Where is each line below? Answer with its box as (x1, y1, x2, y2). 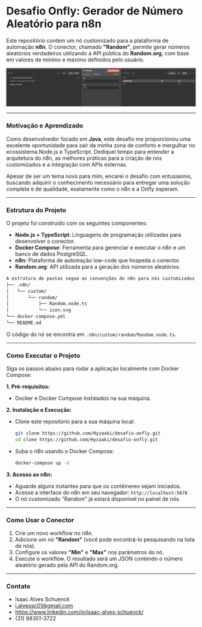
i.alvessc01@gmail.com (14, 602, 73, 610)
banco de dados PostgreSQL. (14, 250, 88, 257)
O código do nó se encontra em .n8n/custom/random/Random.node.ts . (6, 331, 177, 338)
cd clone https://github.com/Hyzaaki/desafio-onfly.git (14, 437, 158, 443)
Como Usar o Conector (6, 516, 75, 524)
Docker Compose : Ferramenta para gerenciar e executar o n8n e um (14, 243, 186, 251)
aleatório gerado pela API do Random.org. (14, 561, 119, 569)
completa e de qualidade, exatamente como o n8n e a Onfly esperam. (6, 185, 179, 192)
